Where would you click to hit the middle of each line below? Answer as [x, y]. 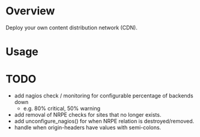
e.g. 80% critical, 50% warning [62, 108]
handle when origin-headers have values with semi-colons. [88, 127]
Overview [30, 11]
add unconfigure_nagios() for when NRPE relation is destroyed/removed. [104, 121]
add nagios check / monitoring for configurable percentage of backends [104, 96]
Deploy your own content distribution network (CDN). [71, 28]
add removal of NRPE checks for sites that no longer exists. [88, 115]
